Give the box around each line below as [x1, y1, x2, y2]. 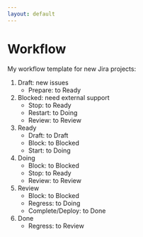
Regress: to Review [28, 221, 85, 230]
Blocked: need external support [17, 93, 110, 101]
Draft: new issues [17, 78, 69, 87]
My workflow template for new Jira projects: [7, 65, 137, 73]
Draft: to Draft [28, 131, 69, 139]
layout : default [7, 10, 55, 18]
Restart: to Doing [28, 108, 78, 117]
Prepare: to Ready [28, 86, 81, 94]
